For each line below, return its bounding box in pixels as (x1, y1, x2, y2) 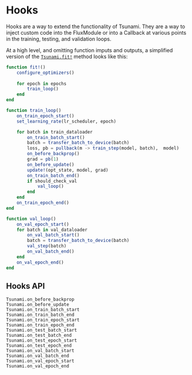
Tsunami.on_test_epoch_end (6, 343, 72, 349)
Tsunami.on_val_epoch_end (6, 363, 69, 369)
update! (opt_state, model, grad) (27, 167, 109, 173)
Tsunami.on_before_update (6, 302, 69, 308)
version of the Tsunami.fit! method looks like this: (6, 53, 128, 60)
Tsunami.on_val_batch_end (6, 353, 69, 359)
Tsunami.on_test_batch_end (6, 332, 72, 339)
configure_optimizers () (16, 70, 75, 76)
